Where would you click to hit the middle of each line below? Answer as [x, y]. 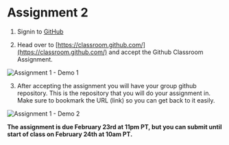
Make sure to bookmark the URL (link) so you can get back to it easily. [116, 100]
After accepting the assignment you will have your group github [107, 85]
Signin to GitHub [40, 31]
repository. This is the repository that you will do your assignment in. [114, 93]
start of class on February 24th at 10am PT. [70, 134]
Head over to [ [37, 44]
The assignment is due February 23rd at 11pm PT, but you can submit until [114, 127]
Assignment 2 [48, 13]
